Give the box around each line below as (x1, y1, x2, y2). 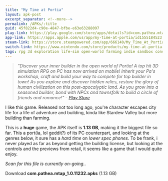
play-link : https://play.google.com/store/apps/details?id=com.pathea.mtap (5, 30, 166, 35)
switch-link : (5, 44, 32, 49)
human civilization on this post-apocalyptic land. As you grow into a (17, 84, 158, 90)
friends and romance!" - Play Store (17, 94, 90, 100)
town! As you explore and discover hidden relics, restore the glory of (17, 78, 159, 85)
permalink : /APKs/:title (5, 21, 57, 26)
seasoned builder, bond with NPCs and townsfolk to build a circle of (17, 89, 158, 95)
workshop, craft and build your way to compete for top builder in (17, 73, 151, 79)
